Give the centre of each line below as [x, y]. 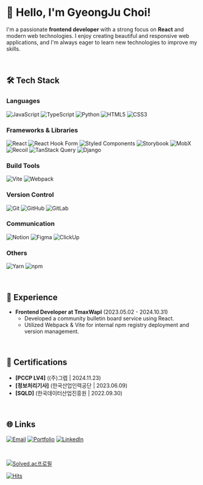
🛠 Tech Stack [33, 81]
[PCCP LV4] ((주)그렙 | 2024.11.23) [58, 378]
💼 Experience [32, 297]
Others [17, 253]
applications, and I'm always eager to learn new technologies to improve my [102, 42]
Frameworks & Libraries [42, 130]
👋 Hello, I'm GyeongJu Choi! [79, 13]
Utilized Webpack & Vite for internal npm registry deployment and [107, 325]
